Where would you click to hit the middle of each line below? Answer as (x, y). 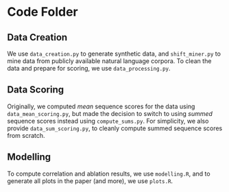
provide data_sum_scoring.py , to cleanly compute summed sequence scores (115, 128)
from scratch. (26, 135)
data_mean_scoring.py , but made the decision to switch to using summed (110, 113)
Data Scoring (35, 90)
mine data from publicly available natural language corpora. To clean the (109, 61)
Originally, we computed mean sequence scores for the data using (101, 106)
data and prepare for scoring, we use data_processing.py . (89, 68)
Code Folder (43, 12)
